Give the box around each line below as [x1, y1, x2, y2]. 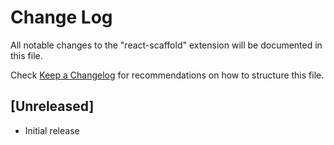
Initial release [24, 124, 80, 136]
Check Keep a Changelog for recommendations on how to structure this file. [10, 69, 325, 81]
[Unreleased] [10, 98, 95, 115]
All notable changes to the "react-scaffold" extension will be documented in [10, 39, 323, 51]
